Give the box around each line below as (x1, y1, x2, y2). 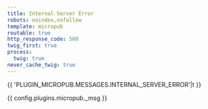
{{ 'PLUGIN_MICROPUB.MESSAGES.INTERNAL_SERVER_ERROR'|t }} (7, 80, 202, 88)
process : (7, 49, 32, 56)
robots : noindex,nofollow (7, 17, 82, 23)
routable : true (7, 29, 51, 37)
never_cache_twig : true (7, 61, 76, 68)
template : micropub (7, 23, 64, 30)
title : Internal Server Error (7, 10, 95, 17)
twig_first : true (7, 42, 57, 49)
